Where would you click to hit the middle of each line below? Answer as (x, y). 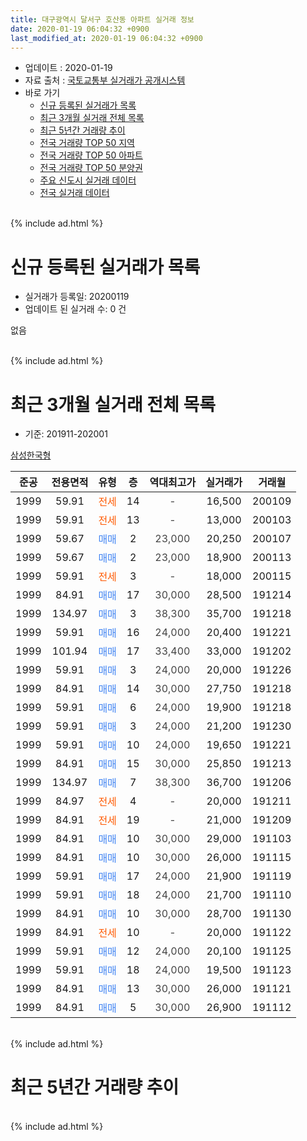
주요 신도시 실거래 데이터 (88, 180)
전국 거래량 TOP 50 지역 (87, 143)
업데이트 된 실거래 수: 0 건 (75, 309)
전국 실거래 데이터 (74, 193)
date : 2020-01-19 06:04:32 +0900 (80, 29)
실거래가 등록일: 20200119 (77, 297)
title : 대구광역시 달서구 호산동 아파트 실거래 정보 (102, 19)
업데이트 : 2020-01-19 (68, 68)
